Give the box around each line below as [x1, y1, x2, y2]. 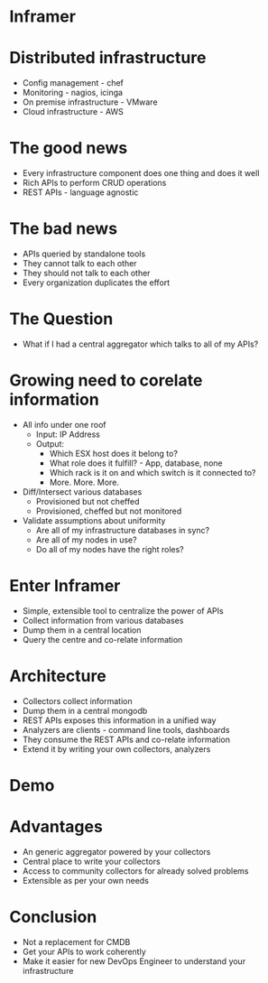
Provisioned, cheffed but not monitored [35, 505, 182, 516]
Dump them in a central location [22, 625, 142, 635]
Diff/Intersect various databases [22, 486, 143, 497]
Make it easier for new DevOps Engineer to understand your [22, 955, 246, 967]
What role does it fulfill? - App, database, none [49, 458, 223, 468]
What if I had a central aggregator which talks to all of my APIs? [22, 338, 259, 349]
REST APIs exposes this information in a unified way [22, 715, 217, 726]
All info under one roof [22, 419, 106, 430]
